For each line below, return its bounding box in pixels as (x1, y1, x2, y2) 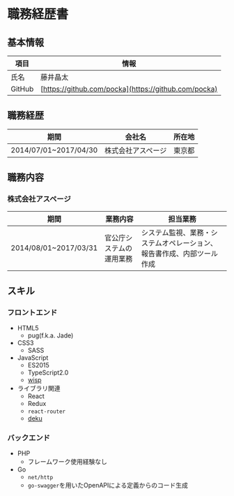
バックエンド (7, 433, 51, 443)
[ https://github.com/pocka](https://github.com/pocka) (40, 85, 218, 94)
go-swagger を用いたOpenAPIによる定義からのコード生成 (27, 481, 188, 490)
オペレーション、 (162, 238, 217, 248)
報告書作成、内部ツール (141, 249, 218, 258)
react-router (27, 408, 66, 416)
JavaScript (17, 353, 49, 362)
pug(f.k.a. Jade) (27, 331, 74, 340)
